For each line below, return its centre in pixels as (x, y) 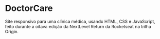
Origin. (12, 31)
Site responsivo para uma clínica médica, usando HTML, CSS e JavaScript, (80, 21)
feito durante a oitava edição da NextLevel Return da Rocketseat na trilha (78, 26)
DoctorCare (29, 8)
